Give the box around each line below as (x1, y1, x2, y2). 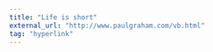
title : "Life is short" (9, 12, 98, 22)
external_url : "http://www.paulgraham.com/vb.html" (9, 21, 205, 30)
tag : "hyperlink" (9, 29, 74, 38)
